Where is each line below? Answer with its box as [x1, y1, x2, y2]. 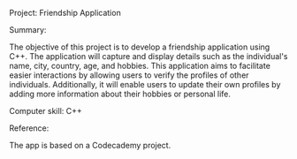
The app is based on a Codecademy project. [9, 140, 171, 150]
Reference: [9, 123, 49, 133]
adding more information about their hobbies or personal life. [9, 88, 232, 99]
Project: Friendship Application [9, 8, 121, 18]
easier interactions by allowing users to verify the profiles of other [9, 70, 249, 80]
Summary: [9, 25, 47, 34]
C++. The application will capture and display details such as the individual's [9, 51, 288, 61]
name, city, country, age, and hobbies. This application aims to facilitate [9, 61, 271, 71]
